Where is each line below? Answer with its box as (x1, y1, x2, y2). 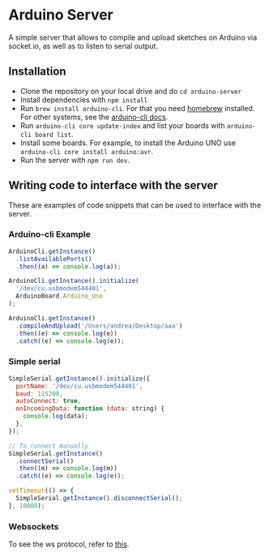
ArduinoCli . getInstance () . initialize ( (8, 277, 139, 285)
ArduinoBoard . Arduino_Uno (15, 292, 104, 301)
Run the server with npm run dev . (19, 155, 130, 165)
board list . (35, 129, 75, 139)
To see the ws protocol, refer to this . (8, 539, 130, 549)
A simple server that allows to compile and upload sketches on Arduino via (8, 32, 258, 42)
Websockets (8, 521, 59, 532)
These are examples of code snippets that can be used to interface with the (8, 200, 262, 210)
